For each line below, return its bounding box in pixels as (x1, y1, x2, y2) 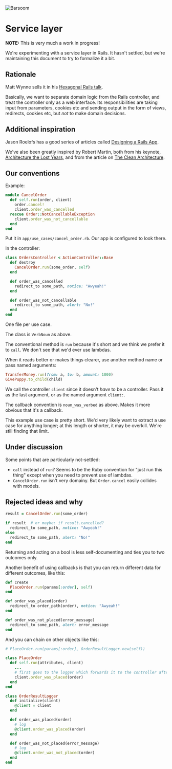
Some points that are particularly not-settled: (5, 456, 100, 463)
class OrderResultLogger (5, 693, 58, 699)
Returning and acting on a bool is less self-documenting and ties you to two (5, 549, 165, 555)
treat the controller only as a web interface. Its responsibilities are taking (5, 99, 158, 105)
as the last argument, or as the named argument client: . (5, 391, 125, 398)
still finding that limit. (5, 428, 49, 434)
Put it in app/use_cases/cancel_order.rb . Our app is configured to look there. (5, 235, 167, 242)
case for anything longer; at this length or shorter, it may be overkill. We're (5, 422, 162, 429)
